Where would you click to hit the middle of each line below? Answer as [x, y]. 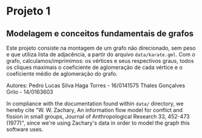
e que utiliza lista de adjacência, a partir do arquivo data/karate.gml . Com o [101, 54]
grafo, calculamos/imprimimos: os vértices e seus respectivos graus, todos [100, 61]
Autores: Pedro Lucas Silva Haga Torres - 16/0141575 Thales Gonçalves [96, 85]
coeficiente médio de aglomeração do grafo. [62, 74]
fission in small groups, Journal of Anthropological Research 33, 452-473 [98, 117]
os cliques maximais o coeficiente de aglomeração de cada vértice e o [95, 67]
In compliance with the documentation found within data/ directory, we [95, 103]
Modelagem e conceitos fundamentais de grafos [100, 34]
